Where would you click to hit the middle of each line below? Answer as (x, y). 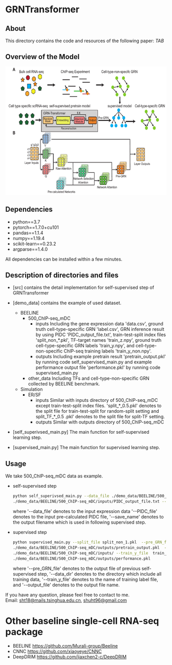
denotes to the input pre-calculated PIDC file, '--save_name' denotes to (88, 517)
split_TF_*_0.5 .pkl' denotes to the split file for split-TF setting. (100, 417)
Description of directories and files (62, 275)
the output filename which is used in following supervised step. (79, 522)
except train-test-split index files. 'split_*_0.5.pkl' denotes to (99, 406)
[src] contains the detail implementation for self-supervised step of (83, 288)
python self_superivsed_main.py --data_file (61, 496)
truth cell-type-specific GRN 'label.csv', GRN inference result (100, 329)
